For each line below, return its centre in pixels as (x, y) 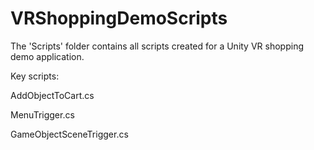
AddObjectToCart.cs (52, 95)
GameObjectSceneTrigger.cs (69, 134)
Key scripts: (35, 76)
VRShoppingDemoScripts (119, 18)
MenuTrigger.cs (42, 114)
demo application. (47, 56)
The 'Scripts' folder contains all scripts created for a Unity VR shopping (157, 46)
